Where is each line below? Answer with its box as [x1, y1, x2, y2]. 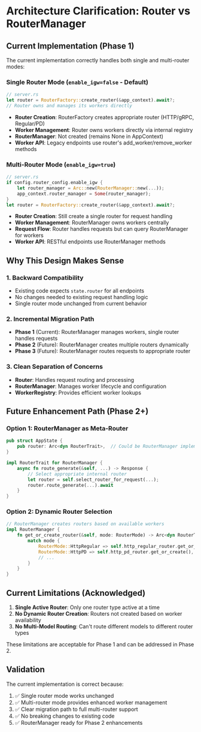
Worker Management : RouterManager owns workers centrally [14, 219, 169, 226]
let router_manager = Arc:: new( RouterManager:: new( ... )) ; [17, 185, 165, 191]
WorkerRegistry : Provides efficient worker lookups [14, 388, 142, 396]
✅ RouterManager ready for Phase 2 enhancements [14, 719, 143, 726]
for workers [14, 232, 44, 239]
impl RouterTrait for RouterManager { [6, 460, 103, 466]
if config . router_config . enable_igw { [6, 180, 103, 186]
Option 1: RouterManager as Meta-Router [6, 424, 129, 433]
